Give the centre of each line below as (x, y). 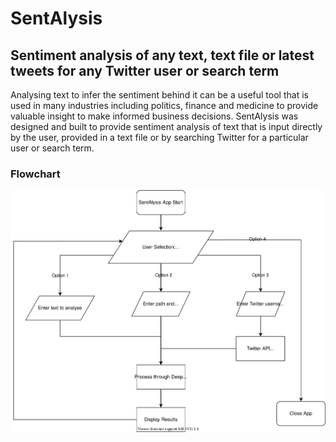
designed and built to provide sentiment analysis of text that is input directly (166, 126)
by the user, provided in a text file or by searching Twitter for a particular (159, 137)
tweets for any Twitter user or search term (145, 70)
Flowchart (35, 174)
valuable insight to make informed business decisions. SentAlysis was (154, 116)
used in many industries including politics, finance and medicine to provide (164, 105)
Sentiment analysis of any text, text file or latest (162, 55)
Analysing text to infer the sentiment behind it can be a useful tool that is (159, 95)
